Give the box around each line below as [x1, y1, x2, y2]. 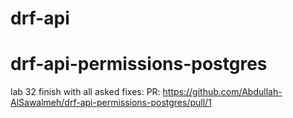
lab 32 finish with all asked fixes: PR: [10, 86, 161, 98]
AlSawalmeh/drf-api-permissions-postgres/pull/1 [10, 97, 212, 109]
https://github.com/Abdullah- [162, 86, 283, 98]
